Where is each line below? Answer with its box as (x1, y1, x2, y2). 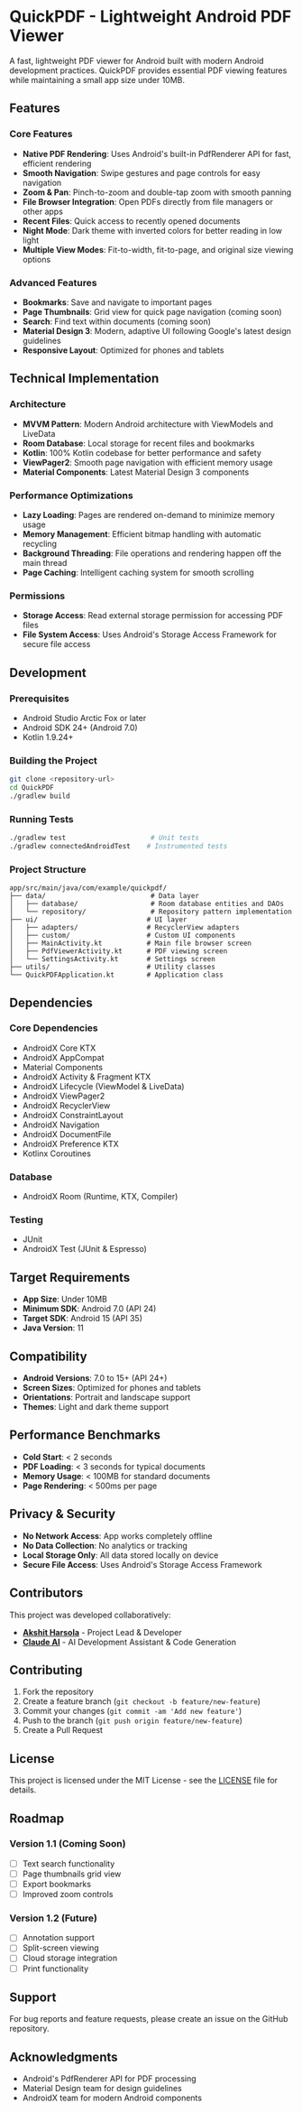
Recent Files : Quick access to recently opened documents (22, 215, 241, 227)
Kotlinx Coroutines (22, 1148, 92, 1159)
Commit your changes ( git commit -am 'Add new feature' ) (22, 1706, 243, 1717)
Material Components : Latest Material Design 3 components (22, 467, 250, 477)
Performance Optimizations (9, 489, 133, 502)
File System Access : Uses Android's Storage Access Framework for (22, 629, 277, 640)
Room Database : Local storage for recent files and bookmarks (22, 438, 255, 449)
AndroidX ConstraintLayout (22, 1109, 124, 1120)
